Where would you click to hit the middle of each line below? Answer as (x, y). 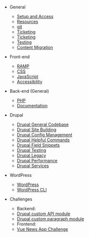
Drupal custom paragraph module (51, 219)
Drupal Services (33, 166)
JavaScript (28, 76)
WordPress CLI (32, 190)
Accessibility (30, 82)
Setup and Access (35, 16)
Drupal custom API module (44, 214)
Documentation (32, 106)
